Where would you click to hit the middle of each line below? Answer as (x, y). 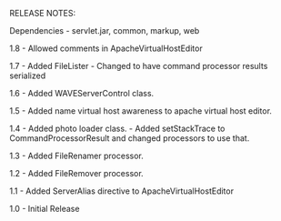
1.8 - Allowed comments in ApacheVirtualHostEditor (106, 48)
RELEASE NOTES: (43, 13)
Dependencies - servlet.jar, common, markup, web (105, 30)
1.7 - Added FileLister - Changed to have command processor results (139, 66)
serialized (28, 75)
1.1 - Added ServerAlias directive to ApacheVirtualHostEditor (122, 191)
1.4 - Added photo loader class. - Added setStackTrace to (117, 128)
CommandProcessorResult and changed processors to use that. (130, 138)
